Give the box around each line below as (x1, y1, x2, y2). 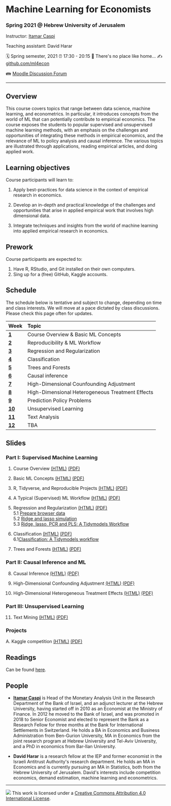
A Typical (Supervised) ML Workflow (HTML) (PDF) (13, 495, 121, 501)
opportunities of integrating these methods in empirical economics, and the (6, 132, 163, 139)
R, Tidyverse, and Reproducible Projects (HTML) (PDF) (13, 485, 128, 491)
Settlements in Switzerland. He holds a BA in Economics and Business (13, 727, 160, 733)
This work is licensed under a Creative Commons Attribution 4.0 (12, 790, 146, 796)
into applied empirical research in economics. (13, 228, 109, 234)
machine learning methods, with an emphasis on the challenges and (6, 127, 148, 133)
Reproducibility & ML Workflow (27, 339, 101, 346)
